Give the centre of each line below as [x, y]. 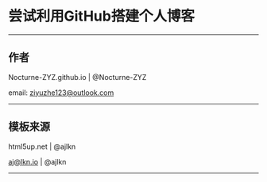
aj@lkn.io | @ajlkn [37, 161]
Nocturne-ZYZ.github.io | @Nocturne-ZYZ [77, 77]
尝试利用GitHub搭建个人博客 [101, 16]
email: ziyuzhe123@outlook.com [61, 93]
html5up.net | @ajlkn [42, 146]
